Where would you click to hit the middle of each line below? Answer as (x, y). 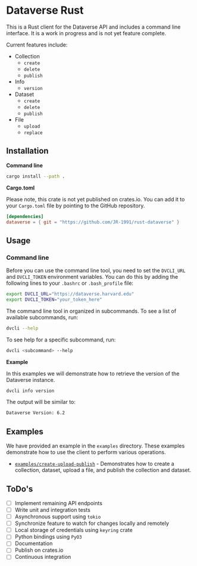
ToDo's (20, 489)
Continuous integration (43, 557)
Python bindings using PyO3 (48, 537)
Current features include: (37, 45)
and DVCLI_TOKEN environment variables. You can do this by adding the (92, 277)
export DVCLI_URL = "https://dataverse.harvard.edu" (70, 294)
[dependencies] (25, 216)
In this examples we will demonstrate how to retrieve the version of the (93, 374)
